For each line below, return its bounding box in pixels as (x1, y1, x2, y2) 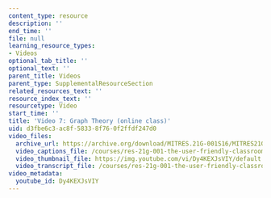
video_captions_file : (15, 147, 89, 155)
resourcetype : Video (8, 102, 78, 110)
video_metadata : (8, 170, 63, 178)
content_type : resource (8, 11, 89, 20)
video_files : (8, 132, 52, 140)
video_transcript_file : (15, 162, 95, 171)
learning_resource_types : (8, 42, 95, 50)
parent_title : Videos (8, 72, 81, 80)
